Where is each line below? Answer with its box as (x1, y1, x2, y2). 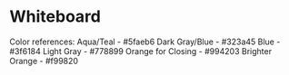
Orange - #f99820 (9, 55, 79, 66)
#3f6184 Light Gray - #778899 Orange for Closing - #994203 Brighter (9, 45, 273, 56)
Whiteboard (9, 6, 102, 27)
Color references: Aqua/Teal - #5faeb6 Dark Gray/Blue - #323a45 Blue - (9, 36, 281, 47)
